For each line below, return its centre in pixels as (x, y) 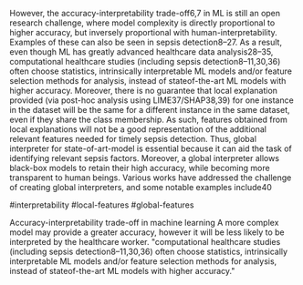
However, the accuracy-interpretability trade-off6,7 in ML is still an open (145, 13)
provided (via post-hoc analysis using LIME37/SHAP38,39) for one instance (151, 100)
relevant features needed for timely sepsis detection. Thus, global (133, 139)
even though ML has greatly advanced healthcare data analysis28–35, (141, 52)
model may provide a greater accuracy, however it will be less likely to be (147, 232)
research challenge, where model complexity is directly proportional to (142, 23)
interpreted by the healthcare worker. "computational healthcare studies (145, 242)
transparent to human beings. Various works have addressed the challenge (151, 178)
